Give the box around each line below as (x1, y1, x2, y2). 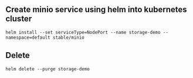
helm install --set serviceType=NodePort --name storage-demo (5, 29, 161, 35)
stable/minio (52, 35, 84, 40)
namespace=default (5, 35, 50, 40)
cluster (5, 14, 32, 24)
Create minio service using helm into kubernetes (5, 5, 187, 15)
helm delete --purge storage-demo (5, 66, 90, 72)
